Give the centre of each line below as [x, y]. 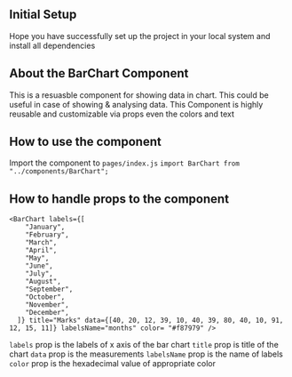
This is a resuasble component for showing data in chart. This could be [139, 95]
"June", [39, 266]
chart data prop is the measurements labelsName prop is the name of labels [146, 354]
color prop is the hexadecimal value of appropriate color [112, 364]
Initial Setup [43, 15]
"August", [43, 282]
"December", [47, 313]
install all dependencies [52, 45]
